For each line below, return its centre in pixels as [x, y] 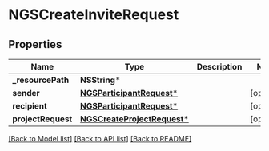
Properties [35, 44]
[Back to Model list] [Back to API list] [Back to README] [100, 139]
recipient [30, 106]
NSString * [100, 80]
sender [26, 93]
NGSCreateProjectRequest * [134, 119]
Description [219, 67]
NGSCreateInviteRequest [94, 15]
